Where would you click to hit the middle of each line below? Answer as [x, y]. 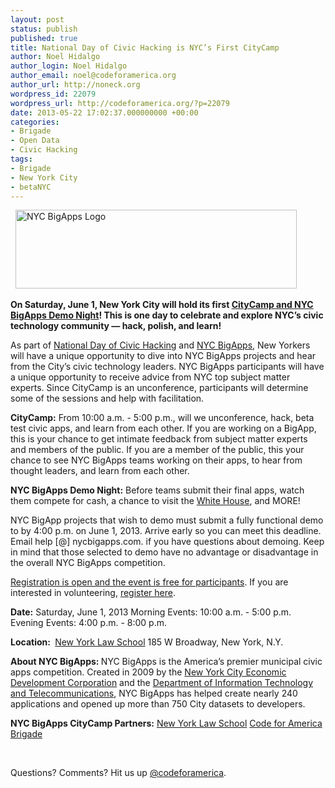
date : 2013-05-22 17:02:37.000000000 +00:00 [104, 112]
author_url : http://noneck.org [75, 85]
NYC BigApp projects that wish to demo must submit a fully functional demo [167, 520]
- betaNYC [31, 187]
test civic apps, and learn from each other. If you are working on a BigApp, [163, 428]
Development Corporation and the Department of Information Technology [162, 683]
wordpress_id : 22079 [53, 94]
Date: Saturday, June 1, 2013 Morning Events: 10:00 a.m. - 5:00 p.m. [151, 612]
